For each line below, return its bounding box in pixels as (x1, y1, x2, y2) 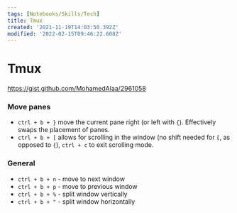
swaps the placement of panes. (17, 126, 110, 134)
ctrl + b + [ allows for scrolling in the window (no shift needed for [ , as (17, 133, 231, 142)
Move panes (7, 102, 51, 112)
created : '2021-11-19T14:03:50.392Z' (7, 23, 119, 31)
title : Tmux (7, 17, 43, 24)
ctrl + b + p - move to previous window (17, 182, 138, 190)
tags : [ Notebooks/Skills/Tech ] (7, 10, 100, 18)
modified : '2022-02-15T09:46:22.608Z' (7, 30, 122, 38)
